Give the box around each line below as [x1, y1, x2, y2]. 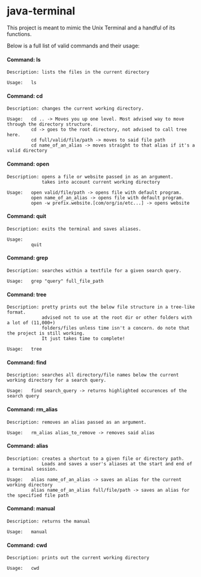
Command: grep [7, 254, 49, 262]
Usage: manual [7, 528, 47, 535]
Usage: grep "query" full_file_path [7, 278, 104, 284]
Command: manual [7, 505, 56, 512]
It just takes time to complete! [41, 336, 125, 342]
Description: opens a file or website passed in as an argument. [7, 174, 173, 180]
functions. [7, 30, 32, 37]
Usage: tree [7, 346, 43, 352]
